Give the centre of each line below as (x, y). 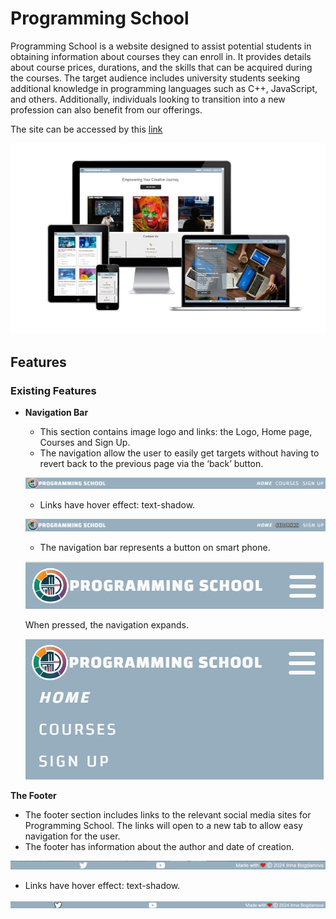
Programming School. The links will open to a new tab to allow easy (163, 825)
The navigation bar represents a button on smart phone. (155, 547)
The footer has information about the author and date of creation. (159, 846)
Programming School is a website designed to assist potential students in (161, 46)
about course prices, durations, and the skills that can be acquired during (161, 67)
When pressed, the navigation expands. (106, 624)
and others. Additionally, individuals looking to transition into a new (148, 99)
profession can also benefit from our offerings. (106, 109)
